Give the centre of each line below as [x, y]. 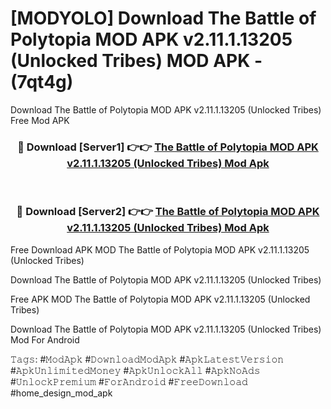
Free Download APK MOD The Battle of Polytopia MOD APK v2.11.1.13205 [160, 249]
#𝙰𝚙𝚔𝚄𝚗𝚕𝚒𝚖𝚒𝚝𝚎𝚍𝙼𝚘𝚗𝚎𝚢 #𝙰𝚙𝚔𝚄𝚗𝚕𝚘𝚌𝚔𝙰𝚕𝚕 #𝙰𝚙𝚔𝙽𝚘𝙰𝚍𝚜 [135, 370]
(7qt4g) [42, 82]
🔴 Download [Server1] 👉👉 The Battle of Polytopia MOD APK [168, 147]
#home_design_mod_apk [61, 393]
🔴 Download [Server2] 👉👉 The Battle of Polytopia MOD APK [168, 212]
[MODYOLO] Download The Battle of [163, 18]
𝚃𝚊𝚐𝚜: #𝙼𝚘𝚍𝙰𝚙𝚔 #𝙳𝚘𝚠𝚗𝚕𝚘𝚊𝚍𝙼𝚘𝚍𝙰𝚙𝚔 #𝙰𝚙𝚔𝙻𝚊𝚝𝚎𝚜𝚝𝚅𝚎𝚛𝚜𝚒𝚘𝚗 [147, 359]
